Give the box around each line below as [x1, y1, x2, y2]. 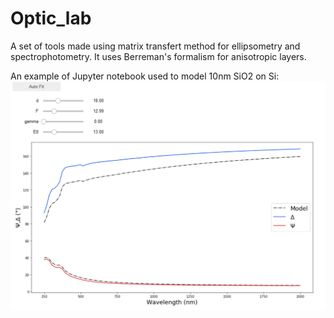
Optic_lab [10, 7, 92, 30]
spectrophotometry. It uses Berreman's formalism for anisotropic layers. [10, 50, 307, 62]
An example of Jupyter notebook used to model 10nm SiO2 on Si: [10, 70, 280, 82]
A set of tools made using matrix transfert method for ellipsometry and [10, 40, 301, 52]
